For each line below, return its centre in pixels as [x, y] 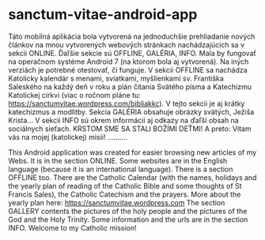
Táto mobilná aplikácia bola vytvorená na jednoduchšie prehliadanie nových [132, 36]
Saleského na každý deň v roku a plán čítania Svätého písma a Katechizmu [130, 86]
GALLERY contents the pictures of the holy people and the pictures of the [128, 211]
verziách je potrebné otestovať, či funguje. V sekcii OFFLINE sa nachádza [128, 69]
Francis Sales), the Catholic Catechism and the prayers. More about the [125, 194]
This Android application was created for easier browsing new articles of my [132, 152]
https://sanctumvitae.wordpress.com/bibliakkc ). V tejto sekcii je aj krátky [127, 103]
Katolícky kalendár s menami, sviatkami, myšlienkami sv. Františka [116, 78]
